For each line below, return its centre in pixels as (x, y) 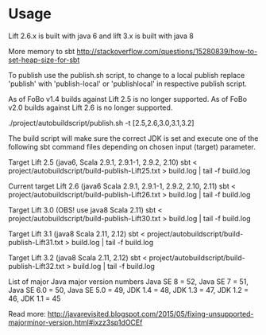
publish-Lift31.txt (36, 242)
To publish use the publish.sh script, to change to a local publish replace (127, 75)
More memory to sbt (42, 51)
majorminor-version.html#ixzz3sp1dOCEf (75, 322)
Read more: (27, 314)
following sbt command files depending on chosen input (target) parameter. (132, 146)
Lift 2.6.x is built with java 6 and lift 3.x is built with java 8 (101, 36)
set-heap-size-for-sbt (44, 60)
